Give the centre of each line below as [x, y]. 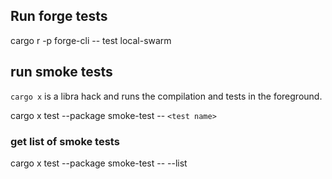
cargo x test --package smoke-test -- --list [99, 163]
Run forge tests [59, 16]
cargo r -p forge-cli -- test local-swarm [91, 40]
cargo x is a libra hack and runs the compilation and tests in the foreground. [166, 96]
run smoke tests [61, 72]
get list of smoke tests [65, 141]
